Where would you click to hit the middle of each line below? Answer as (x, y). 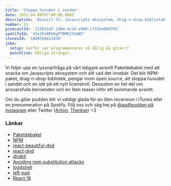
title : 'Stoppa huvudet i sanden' (42, 10)
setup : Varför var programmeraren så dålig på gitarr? (69, 48)
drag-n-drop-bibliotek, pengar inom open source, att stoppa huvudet (92, 78)
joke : (11, 44)
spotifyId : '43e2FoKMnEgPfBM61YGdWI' (45, 34)
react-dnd (23, 151)
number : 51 (17, 24)
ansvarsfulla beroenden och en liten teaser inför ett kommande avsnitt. (80, 89)
